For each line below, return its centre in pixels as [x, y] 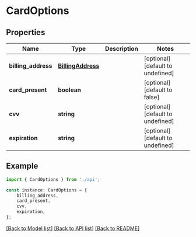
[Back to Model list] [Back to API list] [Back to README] [73, 228]
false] [152, 97]
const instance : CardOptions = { [47, 190]
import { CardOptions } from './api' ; [53, 179]
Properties [26, 32]
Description [121, 49]
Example [22, 166]
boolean [70, 90]
